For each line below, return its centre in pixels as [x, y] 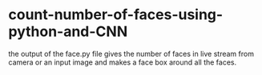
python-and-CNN [68, 32]
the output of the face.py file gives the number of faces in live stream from [131, 53]
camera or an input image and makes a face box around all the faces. [123, 62]
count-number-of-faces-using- [116, 15]
